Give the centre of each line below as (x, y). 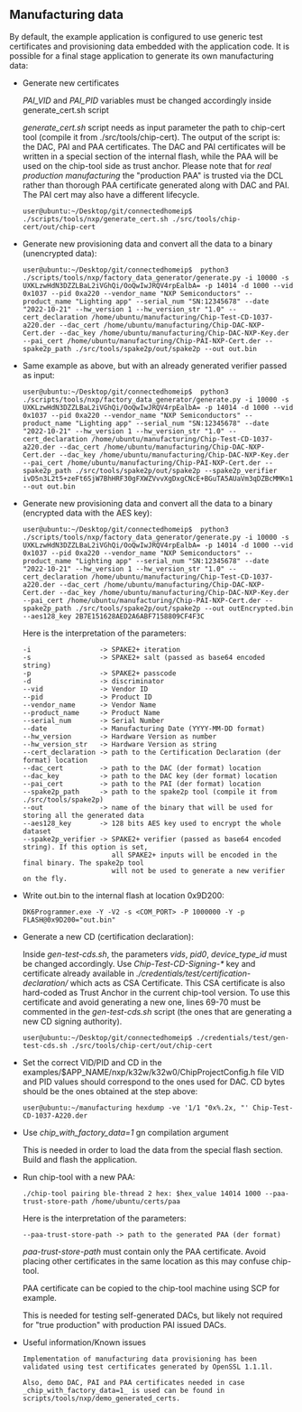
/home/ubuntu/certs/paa (136, 1201)
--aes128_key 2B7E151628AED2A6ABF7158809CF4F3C (113, 616)
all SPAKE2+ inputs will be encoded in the (194, 855)
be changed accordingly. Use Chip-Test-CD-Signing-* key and (139, 963)
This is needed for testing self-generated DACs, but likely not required (152, 1315)
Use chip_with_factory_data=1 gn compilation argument (125, 1132)
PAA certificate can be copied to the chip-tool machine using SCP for (151, 1288)
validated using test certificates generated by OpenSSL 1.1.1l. (147, 1367)
